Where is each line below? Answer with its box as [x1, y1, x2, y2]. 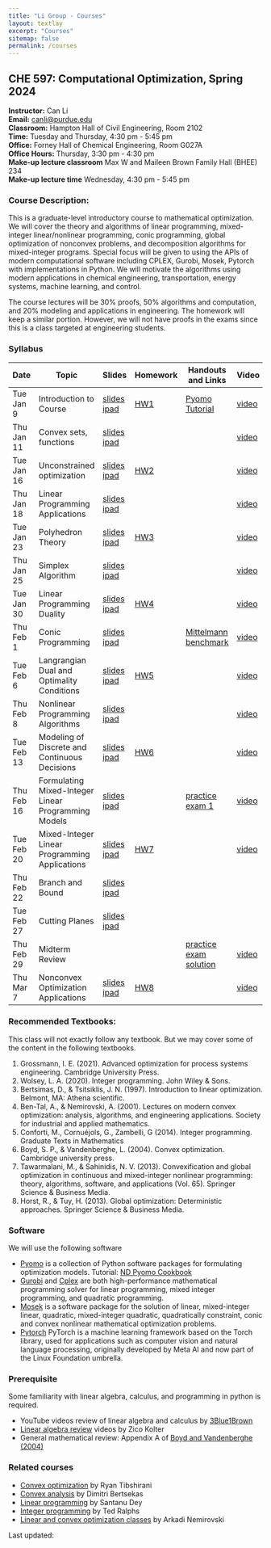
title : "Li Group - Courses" [8, 11, 106, 20]
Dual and [39, 664, 73, 675]
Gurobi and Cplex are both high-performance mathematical [19, 1276, 218, 1285]
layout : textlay [8, 19, 63, 27]
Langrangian [39, 654, 86, 666]
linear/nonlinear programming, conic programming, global [33, 230, 226, 240]
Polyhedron [39, 526, 83, 537]
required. [8, 1400, 39, 1410]
